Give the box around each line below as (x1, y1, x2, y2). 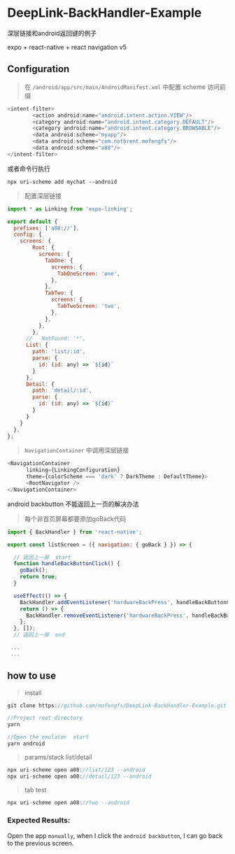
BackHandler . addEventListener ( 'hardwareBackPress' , (20, 599, 173, 606)
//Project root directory (7, 715, 83, 722)
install (24, 688, 42, 697)
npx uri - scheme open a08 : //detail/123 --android (7, 773, 152, 780)
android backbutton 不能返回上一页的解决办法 (7, 499, 139, 508)
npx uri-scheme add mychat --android (7, 178, 117, 185)
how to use (7, 670, 57, 682)
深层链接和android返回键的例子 (7, 29, 97, 37)
